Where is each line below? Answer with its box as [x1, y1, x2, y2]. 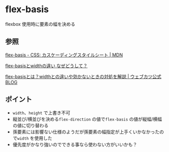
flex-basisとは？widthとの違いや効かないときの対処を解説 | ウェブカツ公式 [5, 73, 161, 79]
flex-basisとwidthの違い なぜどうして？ [5, 63, 88, 69]
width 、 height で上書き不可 [12, 109, 71, 115]
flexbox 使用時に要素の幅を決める [5, 21, 76, 27]
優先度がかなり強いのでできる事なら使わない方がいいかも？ [12, 141, 138, 147]
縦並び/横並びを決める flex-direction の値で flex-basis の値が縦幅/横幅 [12, 116, 162, 122]
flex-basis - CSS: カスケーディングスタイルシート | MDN [5, 52, 123, 58]
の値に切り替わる [12, 122, 49, 128]
